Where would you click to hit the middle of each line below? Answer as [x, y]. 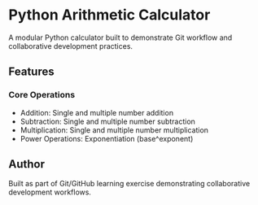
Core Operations [42, 95]
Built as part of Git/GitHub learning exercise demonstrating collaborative [129, 184]
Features [31, 72]
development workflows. [50, 192]
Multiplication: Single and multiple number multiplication [114, 130]
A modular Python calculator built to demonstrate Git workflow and [120, 37]
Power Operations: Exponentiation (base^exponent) [107, 138]
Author [26, 164]
